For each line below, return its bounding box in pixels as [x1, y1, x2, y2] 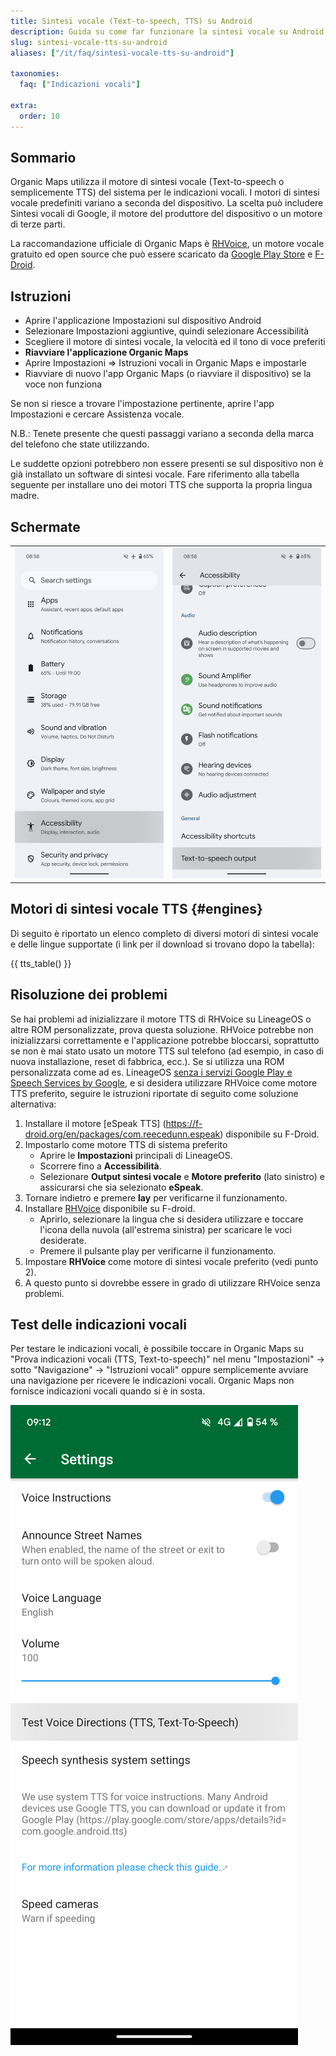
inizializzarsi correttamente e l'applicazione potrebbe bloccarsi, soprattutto [10, 1034, 320, 1046]
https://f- [165, 1117, 203, 1129]
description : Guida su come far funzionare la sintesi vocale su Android [10, 26, 325, 37]
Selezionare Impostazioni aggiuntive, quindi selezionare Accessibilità [24, 325, 310, 337]
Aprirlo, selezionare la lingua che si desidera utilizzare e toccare [39, 1213, 304, 1225]
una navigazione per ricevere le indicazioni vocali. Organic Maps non [10, 1375, 295, 1387]
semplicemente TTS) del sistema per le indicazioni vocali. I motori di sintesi [10, 186, 320, 199]
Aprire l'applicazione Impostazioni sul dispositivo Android [24, 315, 262, 327]
